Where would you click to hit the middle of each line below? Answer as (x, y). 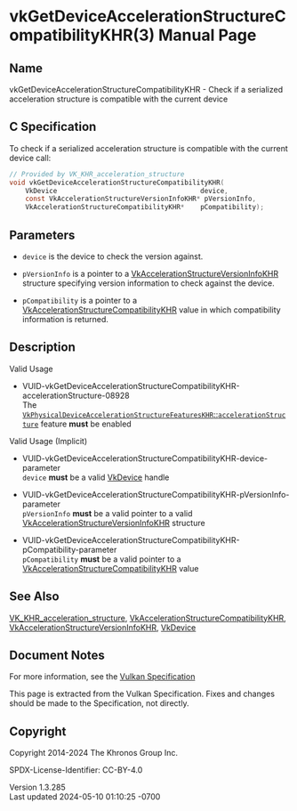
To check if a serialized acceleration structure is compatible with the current (149, 148)
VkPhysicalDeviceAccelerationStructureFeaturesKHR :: (120, 414)
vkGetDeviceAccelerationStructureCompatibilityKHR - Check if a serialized (146, 89)
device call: (30, 158)
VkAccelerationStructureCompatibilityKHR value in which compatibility (152, 310)
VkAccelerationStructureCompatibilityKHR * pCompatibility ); (145, 207)
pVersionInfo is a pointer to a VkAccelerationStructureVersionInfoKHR (150, 274)
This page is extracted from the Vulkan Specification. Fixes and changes (142, 694)
